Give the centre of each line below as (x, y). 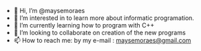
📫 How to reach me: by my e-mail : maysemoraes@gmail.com (102, 40)
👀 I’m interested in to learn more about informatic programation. (104, 18)
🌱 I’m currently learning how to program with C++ (84, 25)
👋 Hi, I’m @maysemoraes (49, 11)
